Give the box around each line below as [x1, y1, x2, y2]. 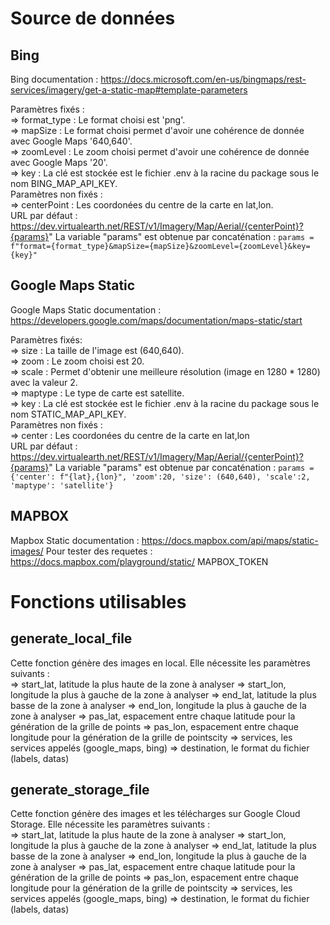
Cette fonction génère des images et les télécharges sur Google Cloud [10, 808, 301, 820]
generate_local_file [10, 630, 133, 647]
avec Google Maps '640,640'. [10, 135, 133, 147]
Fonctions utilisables [10, 590, 187, 613]
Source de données [10, 7, 176, 30]
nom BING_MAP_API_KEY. [10, 178, 118, 189]
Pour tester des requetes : [45, 545, 153, 557]
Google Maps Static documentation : [10, 303, 162, 316]
